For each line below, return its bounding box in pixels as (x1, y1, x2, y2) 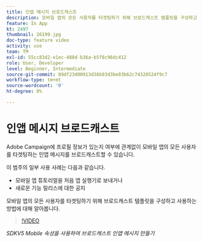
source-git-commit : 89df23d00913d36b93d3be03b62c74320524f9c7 (6, 71, 168, 77)
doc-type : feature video (6, 37, 69, 43)
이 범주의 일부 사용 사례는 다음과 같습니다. (6, 163, 105, 171)
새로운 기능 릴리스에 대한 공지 (15, 184, 85, 191)
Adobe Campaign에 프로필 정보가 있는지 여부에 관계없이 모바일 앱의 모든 (6, 143, 180, 150)
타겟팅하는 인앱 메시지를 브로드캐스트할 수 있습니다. (12, 151, 135, 158)
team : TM (6, 49, 29, 55)
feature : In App (6, 20, 48, 26)
